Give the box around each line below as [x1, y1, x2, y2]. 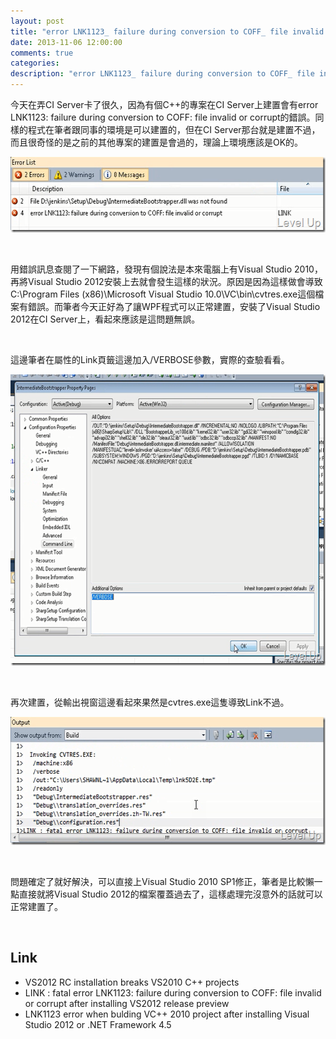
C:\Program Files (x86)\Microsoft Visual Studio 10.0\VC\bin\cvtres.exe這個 [10, 288, 316, 300]
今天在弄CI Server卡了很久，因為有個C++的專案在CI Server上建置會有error [10, 99, 319, 110]
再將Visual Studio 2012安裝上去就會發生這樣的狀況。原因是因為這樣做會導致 [10, 276, 323, 287]
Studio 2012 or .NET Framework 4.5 [24, 1018, 172, 1030]
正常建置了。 [10, 901, 63, 912]
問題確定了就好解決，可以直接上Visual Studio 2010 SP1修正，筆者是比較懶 [10, 876, 315, 887]
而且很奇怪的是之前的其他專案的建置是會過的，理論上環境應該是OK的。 [10, 136, 304, 148]
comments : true [10, 48, 74, 58]
